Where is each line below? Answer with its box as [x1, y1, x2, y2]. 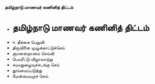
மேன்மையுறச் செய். [12, 73, 49, 79]
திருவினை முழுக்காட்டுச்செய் [12, 45, 65, 51]
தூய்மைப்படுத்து [12, 67, 43, 73]
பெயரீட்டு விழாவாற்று [12, 56, 53, 62]
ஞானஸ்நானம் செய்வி [12, 50, 54, 56]
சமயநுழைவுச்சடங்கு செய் [12, 61, 59, 67]
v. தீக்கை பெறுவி [12, 39, 45, 45]
